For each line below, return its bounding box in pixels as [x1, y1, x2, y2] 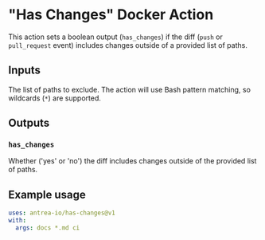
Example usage [8, 187, 86, 201]
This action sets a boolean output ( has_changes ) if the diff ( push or [8, 32, 223, 41]
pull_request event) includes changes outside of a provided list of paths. [8, 40, 248, 49]
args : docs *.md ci [15, 224, 80, 232]
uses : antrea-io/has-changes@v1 [8, 209, 115, 217]
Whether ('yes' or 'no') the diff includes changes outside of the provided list [8, 156, 257, 166]
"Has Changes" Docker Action [8, 6, 214, 24]
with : [8, 217, 26, 225]
